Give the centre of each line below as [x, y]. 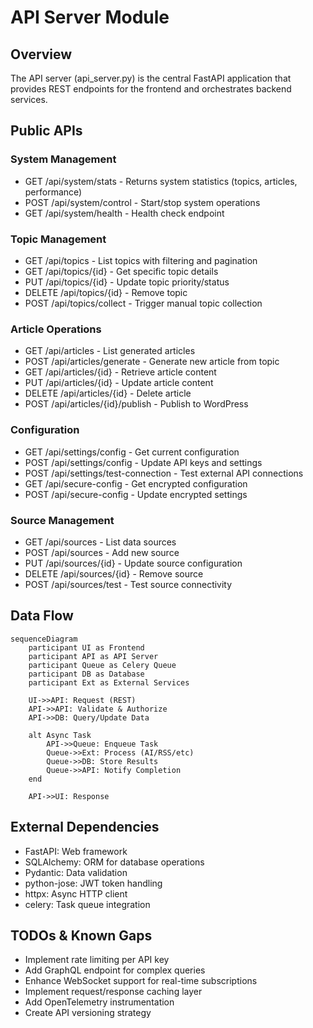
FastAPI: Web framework [76, 851]
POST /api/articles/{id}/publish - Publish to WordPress [136, 404]
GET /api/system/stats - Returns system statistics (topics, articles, [161, 181]
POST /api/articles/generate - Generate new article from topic [152, 362]
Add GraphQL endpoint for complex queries [115, 970]
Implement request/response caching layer [113, 992]
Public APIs [46, 131]
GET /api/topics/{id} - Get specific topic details [121, 271]
